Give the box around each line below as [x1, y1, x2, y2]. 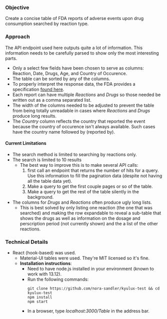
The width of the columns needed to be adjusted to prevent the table [12, 102, 154, 108]
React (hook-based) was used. [12, 250, 76, 256]
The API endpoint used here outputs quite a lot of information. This [5, 45, 143, 51]
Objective [5, 4, 29, 11]
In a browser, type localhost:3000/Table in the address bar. [27, 308, 150, 314]
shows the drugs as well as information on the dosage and [19, 215, 140, 221]
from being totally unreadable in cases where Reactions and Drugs [12, 107, 150, 114]
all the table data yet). [27, 178, 72, 184]
